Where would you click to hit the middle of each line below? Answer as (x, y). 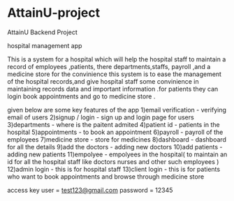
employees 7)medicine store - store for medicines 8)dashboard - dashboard (117, 139)
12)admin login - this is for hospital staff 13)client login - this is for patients (114, 169)
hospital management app (45, 45)
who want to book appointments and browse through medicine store (106, 177)
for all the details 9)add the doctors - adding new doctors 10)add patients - (115, 147)
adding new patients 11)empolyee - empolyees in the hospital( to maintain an (117, 154)
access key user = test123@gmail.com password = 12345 (90, 190)
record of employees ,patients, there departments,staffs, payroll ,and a (109, 66)
